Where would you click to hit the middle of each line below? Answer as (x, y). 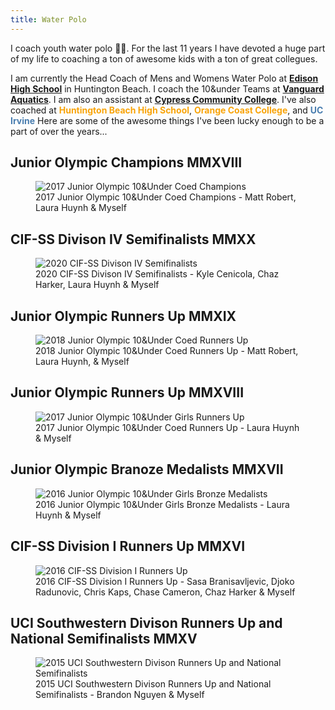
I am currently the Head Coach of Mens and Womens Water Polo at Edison (164, 78)
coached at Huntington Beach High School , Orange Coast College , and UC (167, 110)
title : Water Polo (48, 19)
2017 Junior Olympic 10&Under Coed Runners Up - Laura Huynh (167, 427)
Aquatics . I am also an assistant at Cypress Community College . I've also (163, 99)
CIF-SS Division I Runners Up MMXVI (128, 546)
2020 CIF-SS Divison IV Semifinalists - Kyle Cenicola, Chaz (157, 274)
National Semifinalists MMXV (104, 638)
